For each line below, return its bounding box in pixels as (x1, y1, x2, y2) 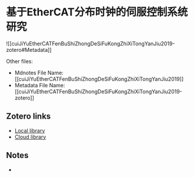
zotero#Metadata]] (6, 46, 52, 53)
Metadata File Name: (14, 81, 66, 88)
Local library (14, 127, 45, 134)
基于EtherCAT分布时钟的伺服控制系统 (6, 5, 188, 19)
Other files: (6, 57, 34, 65)
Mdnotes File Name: (14, 69, 63, 76)
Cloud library (14, 133, 46, 140)
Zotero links (6, 112, 51, 122)
